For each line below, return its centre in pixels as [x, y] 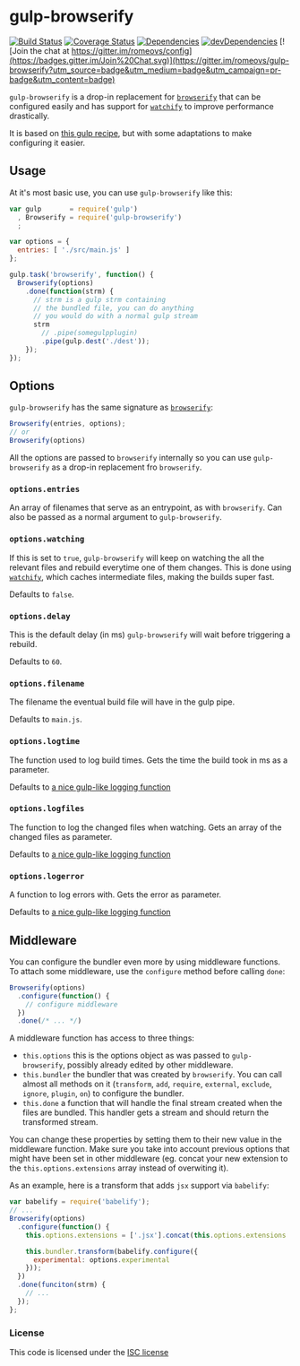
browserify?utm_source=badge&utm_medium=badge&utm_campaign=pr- [146, 70]
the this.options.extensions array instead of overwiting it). [119, 1168]
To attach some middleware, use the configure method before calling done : [147, 971]
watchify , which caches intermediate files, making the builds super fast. [142, 576]
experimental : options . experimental [101, 1260]
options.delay [40, 616]
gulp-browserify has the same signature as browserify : [111, 407]
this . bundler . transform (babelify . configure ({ [112, 1251]
